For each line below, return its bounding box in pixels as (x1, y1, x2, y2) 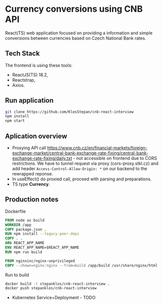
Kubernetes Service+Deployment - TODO (12, 295, 96, 301)
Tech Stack (5, 49, 40, 58)
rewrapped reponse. (12, 171, 54, 176)
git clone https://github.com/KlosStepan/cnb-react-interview (5, 109, 134, 114)
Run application (5, 96, 54, 105)
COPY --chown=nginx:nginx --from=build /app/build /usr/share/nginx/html (5, 263, 158, 268)
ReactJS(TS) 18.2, (12, 72, 49, 78)
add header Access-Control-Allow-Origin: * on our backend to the (12, 166, 147, 172)
